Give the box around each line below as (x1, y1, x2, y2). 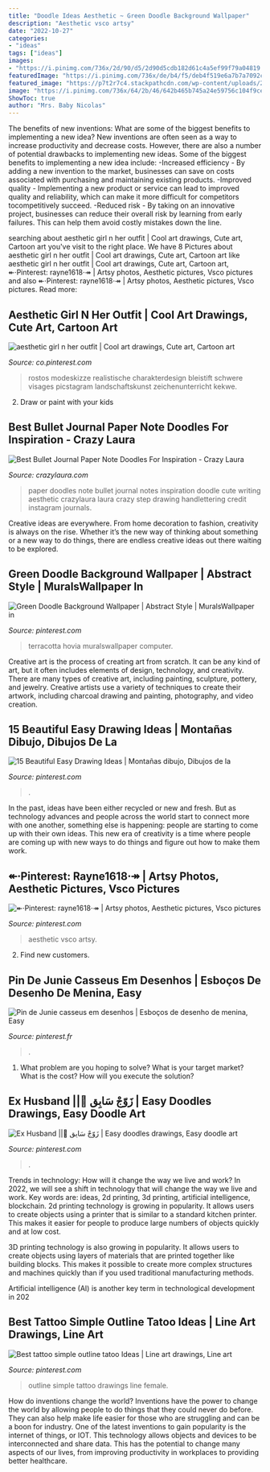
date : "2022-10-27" (8, 27, 74, 35)
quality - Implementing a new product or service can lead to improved (8, 183, 239, 193)
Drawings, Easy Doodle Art (8, 1107, 146, 1121)
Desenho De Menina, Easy (8, 986, 142, 1000)
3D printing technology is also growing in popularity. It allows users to (8, 1242, 239, 1251)
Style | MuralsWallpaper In (8, 580, 144, 594)
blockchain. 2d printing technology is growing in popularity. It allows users (8, 1201, 255, 1210)
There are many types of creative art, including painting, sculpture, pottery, (8, 674, 257, 683)
